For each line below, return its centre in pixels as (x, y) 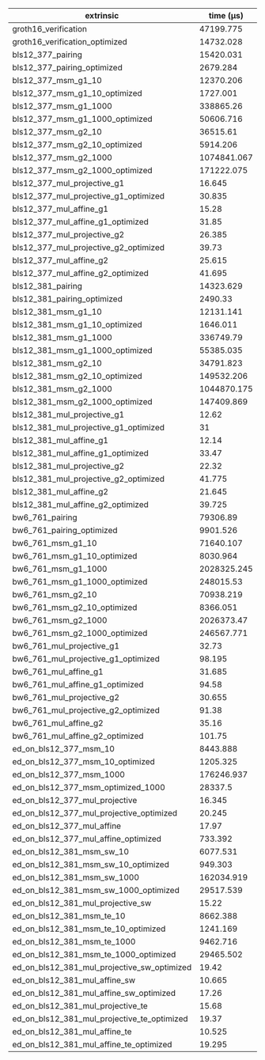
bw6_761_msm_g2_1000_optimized (80, 633)
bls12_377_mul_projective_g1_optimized (88, 196)
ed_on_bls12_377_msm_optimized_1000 (89, 787)
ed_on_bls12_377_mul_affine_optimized (87, 839)
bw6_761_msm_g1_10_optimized (75, 556)
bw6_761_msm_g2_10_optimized (75, 607)
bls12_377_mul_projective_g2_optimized (88, 247)
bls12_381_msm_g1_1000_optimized (82, 350)
